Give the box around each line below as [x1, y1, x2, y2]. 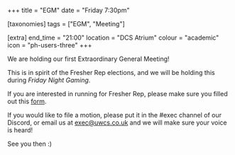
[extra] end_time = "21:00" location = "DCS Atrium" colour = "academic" [7, 33, 219, 42]
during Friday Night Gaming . [7, 76, 91, 84]
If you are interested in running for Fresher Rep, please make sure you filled [7, 90, 229, 98]
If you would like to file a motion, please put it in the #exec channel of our [7, 111, 222, 119]
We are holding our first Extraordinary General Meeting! [7, 54, 170, 63]
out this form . [7, 97, 47, 105]
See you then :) [7, 139, 52, 148]
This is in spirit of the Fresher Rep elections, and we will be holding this [7, 69, 215, 76]
